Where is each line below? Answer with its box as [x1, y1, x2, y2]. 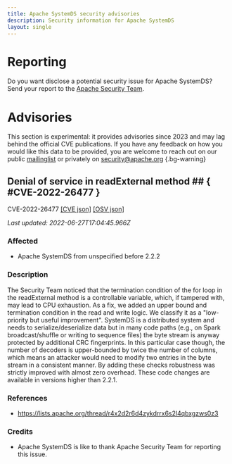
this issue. [17, 450, 48, 458]
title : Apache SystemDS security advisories [7, 10, 140, 18]
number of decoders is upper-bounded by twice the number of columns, [7, 346, 218, 354]
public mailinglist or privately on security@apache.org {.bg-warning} [7, 155, 206, 163]
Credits [7, 427, 33, 437]
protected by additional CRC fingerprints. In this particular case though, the [7, 338, 226, 346]
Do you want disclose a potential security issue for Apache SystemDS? [7, 77, 213, 85]
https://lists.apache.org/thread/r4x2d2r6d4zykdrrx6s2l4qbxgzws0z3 [17, 409, 219, 418]
